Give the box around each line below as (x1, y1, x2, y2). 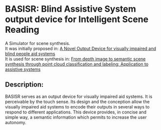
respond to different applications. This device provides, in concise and (5, 109, 147, 115)
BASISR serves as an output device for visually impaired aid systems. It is (5, 93, 153, 99)
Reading (5, 24, 40, 35)
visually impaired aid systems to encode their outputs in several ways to (5, 104, 150, 109)
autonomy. (5, 119, 26, 125)
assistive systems (5, 66, 40, 72)
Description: (5, 81, 44, 89)
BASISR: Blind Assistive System (5, 3, 137, 15)
